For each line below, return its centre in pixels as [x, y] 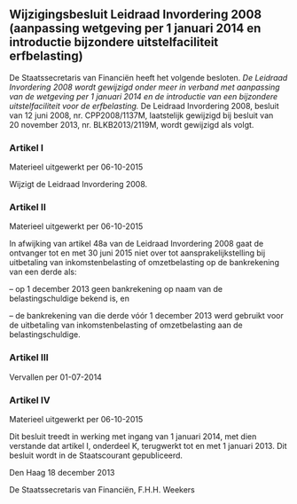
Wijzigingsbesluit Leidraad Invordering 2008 [136, 15]
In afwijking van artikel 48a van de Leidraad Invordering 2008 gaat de [137, 244]
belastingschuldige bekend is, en [70, 299]
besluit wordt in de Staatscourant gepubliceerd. [96, 455]
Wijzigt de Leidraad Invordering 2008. [78, 185]
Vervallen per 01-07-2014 [55, 377]
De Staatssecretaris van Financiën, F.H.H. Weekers [102, 490]
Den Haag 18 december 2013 [62, 472]
